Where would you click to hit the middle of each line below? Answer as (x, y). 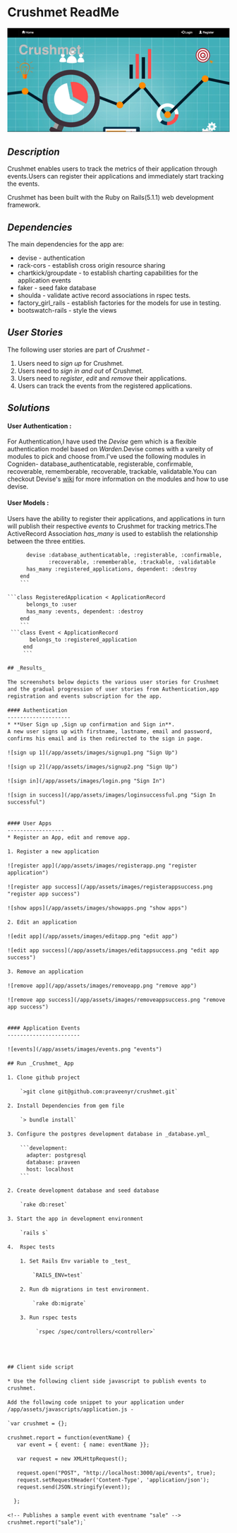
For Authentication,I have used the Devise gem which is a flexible (102, 441)
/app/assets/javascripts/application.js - (71, 1409)
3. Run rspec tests (49, 1318)
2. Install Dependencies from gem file (66, 1106)
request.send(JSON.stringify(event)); (74, 1487)
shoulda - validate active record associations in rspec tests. (104, 296)
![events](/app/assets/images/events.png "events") (85, 1049)
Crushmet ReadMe (63, 12)
